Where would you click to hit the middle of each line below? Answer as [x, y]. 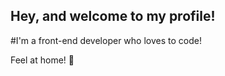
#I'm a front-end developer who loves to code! [106, 40]
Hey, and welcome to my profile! [113, 16]
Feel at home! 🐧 [42, 60]
